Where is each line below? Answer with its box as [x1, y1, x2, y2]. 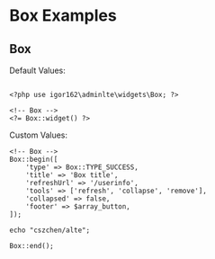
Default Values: [9, 65, 66, 76]
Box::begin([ [9, 155, 58, 164]
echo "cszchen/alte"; [9, 226, 91, 235]
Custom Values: [9, 129, 67, 140]
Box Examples [9, 5, 117, 26]
